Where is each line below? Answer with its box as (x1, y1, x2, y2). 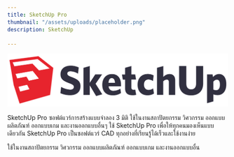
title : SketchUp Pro (7, 11, 68, 18)
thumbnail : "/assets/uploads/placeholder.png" (7, 18, 146, 26)
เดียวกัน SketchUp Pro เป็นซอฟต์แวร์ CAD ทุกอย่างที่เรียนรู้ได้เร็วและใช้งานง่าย (7, 129, 196, 137)
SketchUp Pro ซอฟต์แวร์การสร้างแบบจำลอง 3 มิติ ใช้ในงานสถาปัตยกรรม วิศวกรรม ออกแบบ (7, 113, 226, 121)
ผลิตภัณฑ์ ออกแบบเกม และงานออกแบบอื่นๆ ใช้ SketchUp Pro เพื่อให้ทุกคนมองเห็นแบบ (7, 121, 214, 129)
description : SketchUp (7, 26, 74, 33)
